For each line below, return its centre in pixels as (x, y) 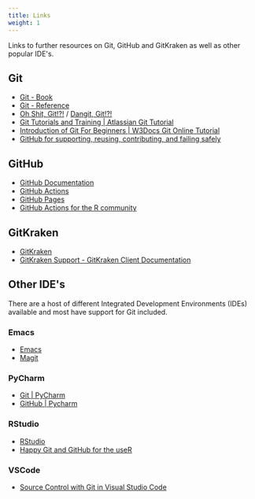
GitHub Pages (42, 200)
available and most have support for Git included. (88, 312)
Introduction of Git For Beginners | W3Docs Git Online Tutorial (120, 131)
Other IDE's (37, 285)
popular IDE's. (31, 54)
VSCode (24, 470)
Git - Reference (44, 105)
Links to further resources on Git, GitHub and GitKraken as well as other (124, 45)
